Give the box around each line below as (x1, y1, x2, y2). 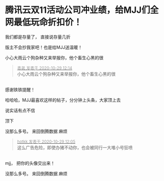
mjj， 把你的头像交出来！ (5, 160, 55, 166)
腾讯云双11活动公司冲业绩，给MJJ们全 (5, 4, 159, 16)
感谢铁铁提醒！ (5, 86, 35, 92)
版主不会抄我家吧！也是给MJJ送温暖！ (5, 44, 82, 50)
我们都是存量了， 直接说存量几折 (5, 34, 71, 40)
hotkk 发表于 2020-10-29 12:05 (17, 138, 76, 144)
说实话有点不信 (5, 107, 35, 113)
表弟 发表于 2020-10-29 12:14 (17, 65, 72, 71)
